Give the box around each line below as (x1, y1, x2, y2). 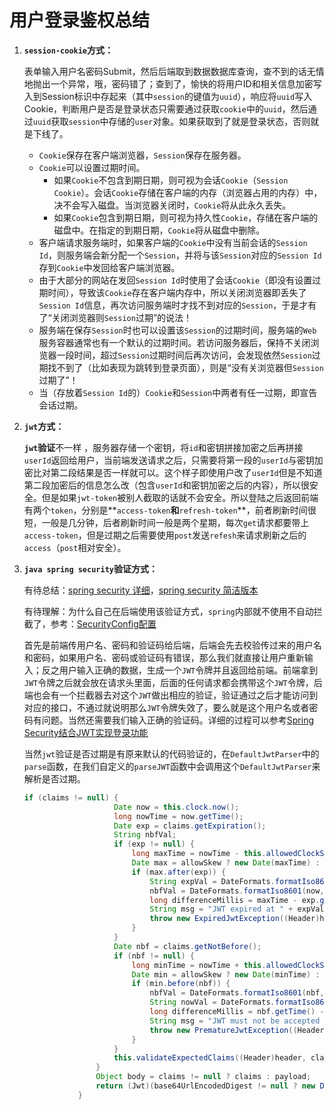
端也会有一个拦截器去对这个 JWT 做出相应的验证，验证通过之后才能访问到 (23, 689, 319, 701)
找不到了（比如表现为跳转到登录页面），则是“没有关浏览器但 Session (47, 361, 324, 373)
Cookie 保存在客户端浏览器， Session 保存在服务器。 (38, 149, 247, 161)
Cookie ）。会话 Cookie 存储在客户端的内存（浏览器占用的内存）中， (53, 186, 323, 198)
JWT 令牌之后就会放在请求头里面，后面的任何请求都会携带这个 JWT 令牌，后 (23, 676, 323, 688)
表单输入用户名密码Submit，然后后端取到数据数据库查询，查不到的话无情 (23, 65, 325, 77)
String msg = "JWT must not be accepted (149, 1016, 321, 1026)
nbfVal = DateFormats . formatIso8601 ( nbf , (149, 988, 325, 998)
